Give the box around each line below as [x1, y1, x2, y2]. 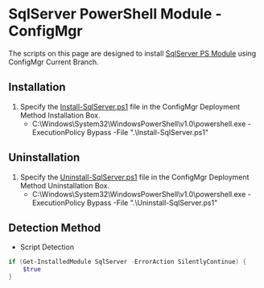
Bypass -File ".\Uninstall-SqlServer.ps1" [86, 198, 218, 208]
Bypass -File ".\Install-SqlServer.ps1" [86, 127, 209, 137]
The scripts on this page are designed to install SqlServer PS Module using [8, 48, 257, 58]
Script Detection [19, 242, 75, 252]
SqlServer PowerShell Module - [8, 5, 223, 23]
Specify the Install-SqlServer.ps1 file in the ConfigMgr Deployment [19, 101, 240, 111]
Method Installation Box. [19, 110, 101, 120]
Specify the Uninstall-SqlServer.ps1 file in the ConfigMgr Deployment [19, 172, 250, 182]
